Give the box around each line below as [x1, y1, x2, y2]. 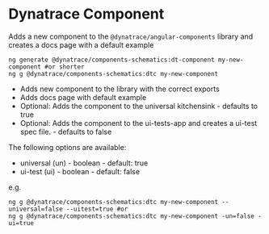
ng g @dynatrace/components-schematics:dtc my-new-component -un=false [8, 211, 254, 220]
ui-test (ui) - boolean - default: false [19, 166, 140, 176]
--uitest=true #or [65, 205, 128, 213]
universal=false [8, 205, 63, 213]
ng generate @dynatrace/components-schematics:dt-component [8, 56, 216, 64]
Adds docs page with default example [19, 92, 147, 102]
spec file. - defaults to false [19, 127, 112, 136]
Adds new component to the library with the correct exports [19, 84, 220, 94]
